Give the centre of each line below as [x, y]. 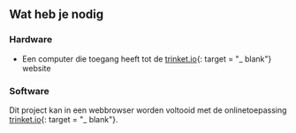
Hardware [31, 40]
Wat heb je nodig [57, 15]
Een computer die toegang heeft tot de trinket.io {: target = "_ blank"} [147, 59]
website [36, 68]
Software [30, 91]
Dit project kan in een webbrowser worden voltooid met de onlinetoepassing [148, 110]
